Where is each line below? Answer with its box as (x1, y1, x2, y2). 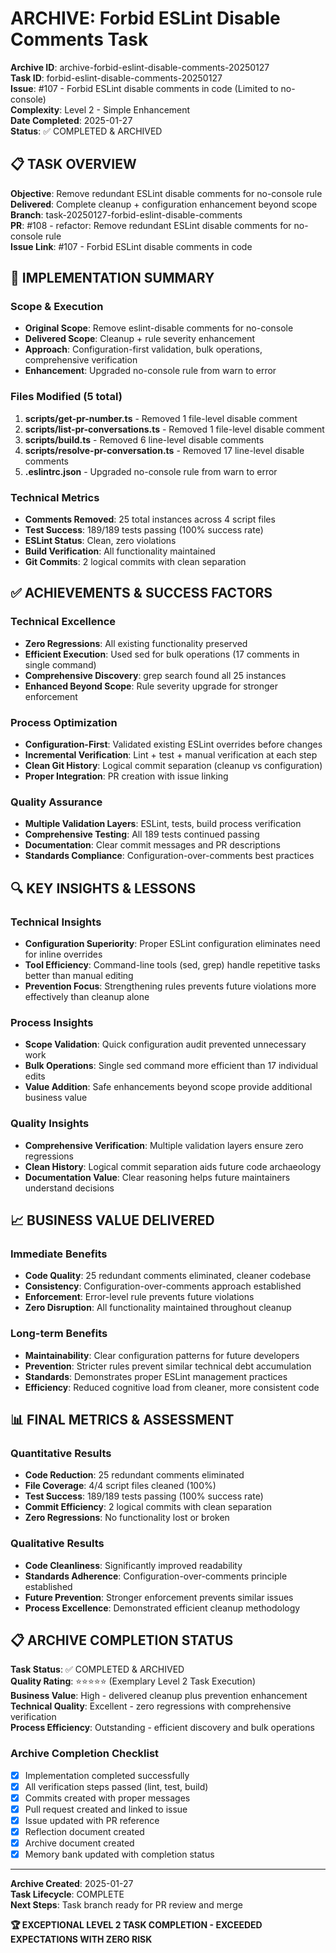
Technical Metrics (10, 490, 100, 504)
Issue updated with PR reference (24, 1814, 160, 1826)
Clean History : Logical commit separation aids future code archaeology (24, 1160, 322, 1172)
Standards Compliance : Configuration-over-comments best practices (24, 850, 315, 862)
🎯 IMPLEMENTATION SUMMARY (10, 270, 215, 287)
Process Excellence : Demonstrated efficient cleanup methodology (24, 1602, 301, 1614)
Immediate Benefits (10, 1247, 108, 1261)
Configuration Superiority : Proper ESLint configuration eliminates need (24, 938, 321, 949)
